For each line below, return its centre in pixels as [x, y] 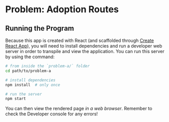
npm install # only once [33, 85]
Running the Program [40, 28]
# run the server [24, 94]
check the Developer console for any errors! [52, 114]
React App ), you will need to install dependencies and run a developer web [84, 46]
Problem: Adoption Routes [62, 9]
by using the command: [30, 57]
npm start [16, 99]
